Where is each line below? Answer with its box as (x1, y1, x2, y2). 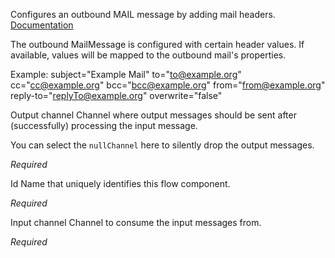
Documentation (10, 19, 74, 31)
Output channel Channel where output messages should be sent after (10, 109, 297, 121)
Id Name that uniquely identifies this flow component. (10, 178, 231, 189)
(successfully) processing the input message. (10, 120, 198, 131)
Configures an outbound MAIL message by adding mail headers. (10, 9, 276, 20)
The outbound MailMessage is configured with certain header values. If (10, 39, 305, 50)
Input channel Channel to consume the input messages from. (10, 217, 262, 228)
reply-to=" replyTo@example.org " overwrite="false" (10, 90, 223, 101)
